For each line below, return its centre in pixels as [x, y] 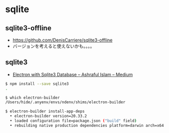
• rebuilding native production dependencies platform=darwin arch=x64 [87, 125]
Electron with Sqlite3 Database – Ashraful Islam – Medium [73, 74]
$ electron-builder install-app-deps [45, 112]
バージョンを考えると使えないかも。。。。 [54, 46]
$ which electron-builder [32, 98]
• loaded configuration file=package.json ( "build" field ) [73, 121]
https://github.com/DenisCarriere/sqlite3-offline [62, 40]
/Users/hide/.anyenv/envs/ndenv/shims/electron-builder [65, 102]
